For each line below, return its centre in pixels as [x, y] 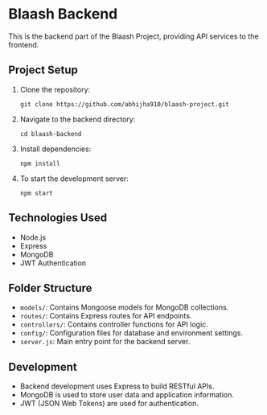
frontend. [24, 44]
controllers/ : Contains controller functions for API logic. [114, 325]
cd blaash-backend [51, 134]
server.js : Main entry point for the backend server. [105, 342]
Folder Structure [50, 288]
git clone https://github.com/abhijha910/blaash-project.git [125, 104]
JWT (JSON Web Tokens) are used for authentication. [109, 404]
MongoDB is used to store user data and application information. [127, 395]
